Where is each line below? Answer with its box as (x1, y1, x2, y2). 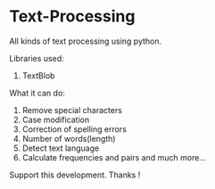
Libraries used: (9, 53, 64, 63)
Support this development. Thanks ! (9, 169, 141, 180)
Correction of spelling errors (21, 123, 128, 135)
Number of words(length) (21, 133, 116, 144)
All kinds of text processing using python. (9, 36, 162, 46)
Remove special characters (21, 104, 123, 115)
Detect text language (21, 143, 100, 153)
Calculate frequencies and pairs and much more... (21, 152, 207, 162)
